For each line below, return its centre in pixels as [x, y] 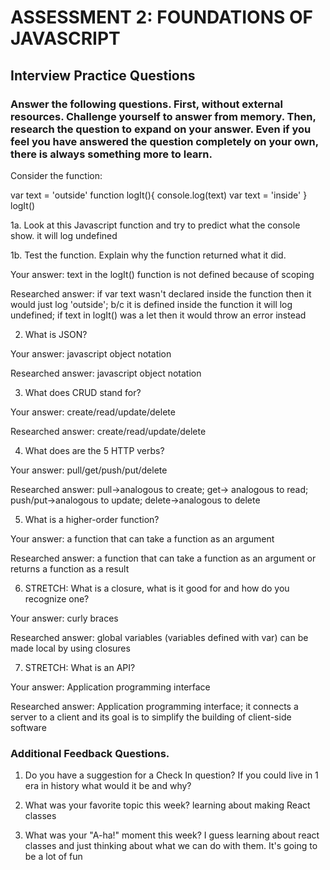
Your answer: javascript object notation [91, 353]
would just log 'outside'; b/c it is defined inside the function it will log [151, 304]
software [28, 727]
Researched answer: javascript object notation [106, 373]
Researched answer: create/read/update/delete [108, 431]
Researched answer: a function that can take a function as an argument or [163, 558]
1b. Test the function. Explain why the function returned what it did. [148, 255]
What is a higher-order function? [92, 519]
